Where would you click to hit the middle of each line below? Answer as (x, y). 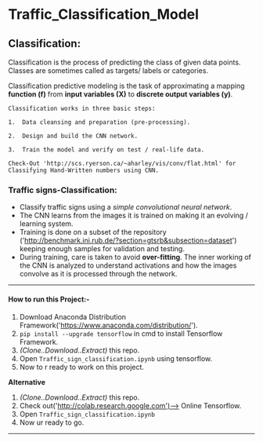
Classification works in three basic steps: (82, 108)
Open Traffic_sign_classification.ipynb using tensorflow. (116, 358)
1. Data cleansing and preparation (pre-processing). (99, 122)
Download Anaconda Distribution (73, 316)
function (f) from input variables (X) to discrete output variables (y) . (121, 94)
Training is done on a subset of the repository (93, 232)
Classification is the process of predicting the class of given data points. (124, 62)
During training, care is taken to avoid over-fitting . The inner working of (135, 258)
